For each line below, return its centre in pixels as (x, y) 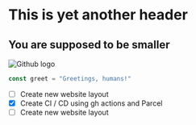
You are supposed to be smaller (89, 45)
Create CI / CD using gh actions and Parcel (91, 103)
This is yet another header (98, 15)
